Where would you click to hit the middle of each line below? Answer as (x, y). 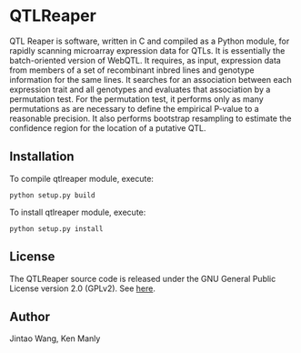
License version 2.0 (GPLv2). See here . (83, 288)
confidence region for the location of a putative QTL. (108, 127)
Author (30, 316)
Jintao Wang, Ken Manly (55, 338)
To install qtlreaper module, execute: (78, 212)
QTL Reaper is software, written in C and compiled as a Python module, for (150, 41)
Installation (42, 157)
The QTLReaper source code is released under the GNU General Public (143, 278)
